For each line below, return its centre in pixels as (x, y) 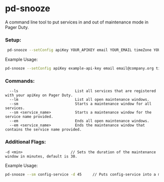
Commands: (20, 81)
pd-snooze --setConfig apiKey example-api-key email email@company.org (79, 68)
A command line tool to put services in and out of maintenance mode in (77, 22)
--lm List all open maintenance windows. (80, 100)
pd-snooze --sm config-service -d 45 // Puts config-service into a (81, 174)
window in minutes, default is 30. (41, 156)
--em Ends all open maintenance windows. (80, 121)
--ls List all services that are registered (83, 91)
